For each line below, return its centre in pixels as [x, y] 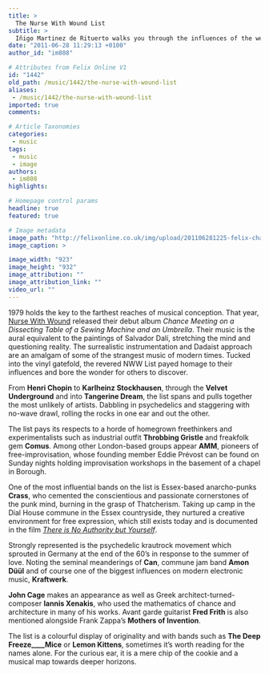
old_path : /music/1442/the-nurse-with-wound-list [93, 82]
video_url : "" [32, 290]
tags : [17, 149]
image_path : [28, 238]
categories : [28, 134]
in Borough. [27, 471]
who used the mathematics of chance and [167, 603]
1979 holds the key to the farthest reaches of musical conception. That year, [134, 312]
